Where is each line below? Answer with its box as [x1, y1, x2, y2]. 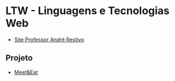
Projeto [5, 53, 33, 63]
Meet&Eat [14, 69, 38, 76]
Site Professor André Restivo [14, 36, 85, 43]
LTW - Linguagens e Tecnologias [5, 4, 170, 18]
